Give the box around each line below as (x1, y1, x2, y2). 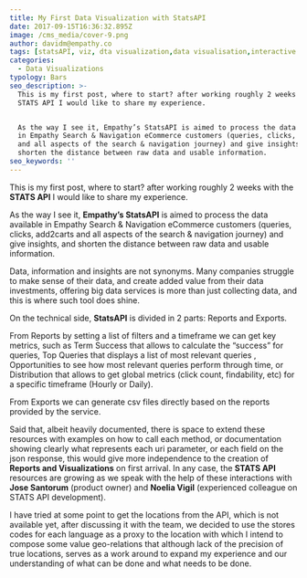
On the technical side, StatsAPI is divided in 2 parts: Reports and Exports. (9, 312, 288, 323)
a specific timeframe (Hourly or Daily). (9, 378, 153, 389)
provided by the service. (9, 405, 101, 416)
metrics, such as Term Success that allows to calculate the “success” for (9, 340, 284, 351)
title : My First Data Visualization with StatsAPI (9, 13, 206, 23)
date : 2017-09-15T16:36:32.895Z (9, 22, 132, 31)
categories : (9, 56, 55, 65)
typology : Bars (9, 73, 68, 82)
